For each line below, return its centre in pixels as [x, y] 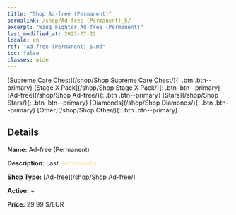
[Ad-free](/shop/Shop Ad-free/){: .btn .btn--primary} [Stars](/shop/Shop [113, 95]
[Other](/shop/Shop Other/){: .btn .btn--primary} [107, 110]
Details [23, 133]
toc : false [23, 54]
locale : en [23, 40]
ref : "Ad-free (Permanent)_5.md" [57, 47]
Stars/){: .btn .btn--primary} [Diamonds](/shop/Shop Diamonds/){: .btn [110, 103]
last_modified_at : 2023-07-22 [52, 34]
